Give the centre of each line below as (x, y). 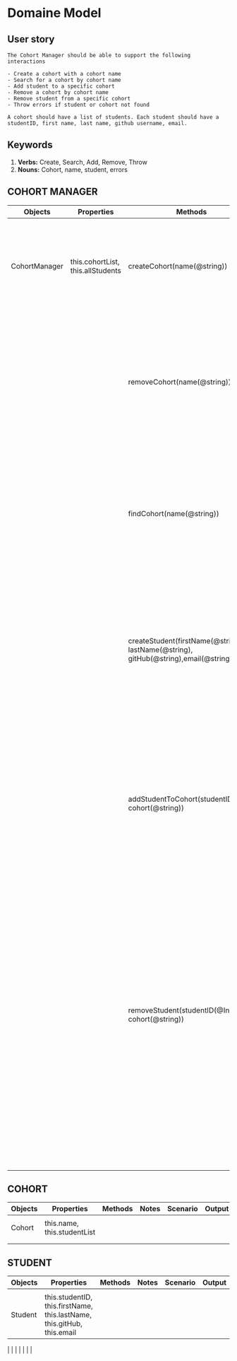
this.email (60, 1333)
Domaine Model (54, 13)
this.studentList (70, 1232)
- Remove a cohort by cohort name (58, 93)
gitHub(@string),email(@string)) (182, 658)
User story (31, 39)
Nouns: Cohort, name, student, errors (73, 169)
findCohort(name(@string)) (174, 513)
